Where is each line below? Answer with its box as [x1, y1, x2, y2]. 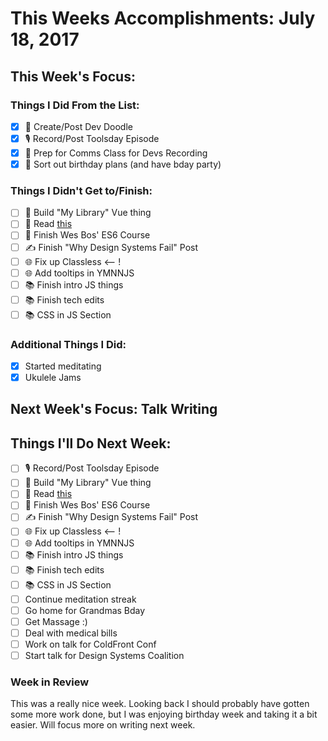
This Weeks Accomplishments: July [10, 7, 316, 30]
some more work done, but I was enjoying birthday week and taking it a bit [10, 708, 318, 721]
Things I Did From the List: [10, 98, 140, 112]
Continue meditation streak [24, 593, 137, 605]
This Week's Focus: [10, 68, 136, 85]
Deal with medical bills [24, 627, 118, 639]
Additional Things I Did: [10, 337, 127, 351]
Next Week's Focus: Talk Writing [10, 401, 218, 418]
